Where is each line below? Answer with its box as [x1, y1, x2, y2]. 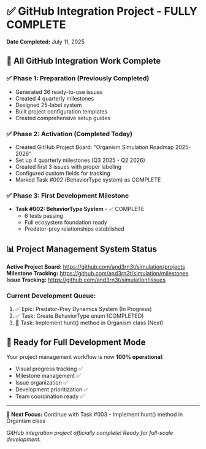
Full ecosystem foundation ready [24, 219, 107, 226]
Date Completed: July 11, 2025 [6, 38, 85, 45]
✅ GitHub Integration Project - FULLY [6, 4, 197, 18]
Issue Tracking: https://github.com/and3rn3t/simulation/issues [6, 276, 166, 283]
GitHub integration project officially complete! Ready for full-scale [6, 429, 174, 437]
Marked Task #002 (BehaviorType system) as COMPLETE [15, 176, 161, 183]
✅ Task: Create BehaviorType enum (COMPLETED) [15, 312, 144, 320]
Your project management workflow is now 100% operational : [6, 353, 164, 361]
